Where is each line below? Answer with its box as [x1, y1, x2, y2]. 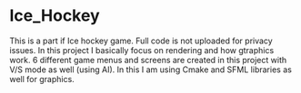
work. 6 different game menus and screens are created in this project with [9, 54, 287, 65]
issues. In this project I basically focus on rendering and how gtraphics [9, 44, 275, 55]
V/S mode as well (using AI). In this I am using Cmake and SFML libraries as [9, 64, 293, 75]
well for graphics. [9, 73, 75, 84]
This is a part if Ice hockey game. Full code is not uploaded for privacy [9, 35, 273, 46]
